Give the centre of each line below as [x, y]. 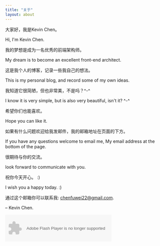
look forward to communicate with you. [45, 167]
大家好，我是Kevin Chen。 [32, 29]
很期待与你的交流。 [25, 157]
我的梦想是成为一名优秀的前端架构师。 [44, 50]
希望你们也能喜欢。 [25, 111]
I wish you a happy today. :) [33, 187]
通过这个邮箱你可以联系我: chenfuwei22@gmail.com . [59, 197]
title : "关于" [19, 10]
